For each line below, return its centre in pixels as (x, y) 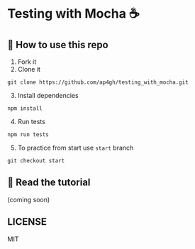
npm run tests (28, 135)
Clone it (29, 69)
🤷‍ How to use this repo (58, 44)
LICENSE (27, 222)
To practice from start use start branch (76, 148)
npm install (25, 109)
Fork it (27, 62)
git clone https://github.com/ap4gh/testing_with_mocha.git (98, 82)
